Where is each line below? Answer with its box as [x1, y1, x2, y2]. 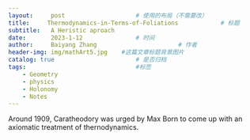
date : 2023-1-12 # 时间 [8, 33, 155, 42]
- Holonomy [22, 85, 59, 93]
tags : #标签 [8, 63, 152, 71]
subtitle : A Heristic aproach [8, 26, 115, 34]
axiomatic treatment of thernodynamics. [8, 123, 139, 132]
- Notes [22, 93, 47, 100]
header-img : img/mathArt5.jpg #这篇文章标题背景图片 [8, 48, 184, 56]
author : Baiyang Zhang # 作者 [8, 41, 198, 49]
